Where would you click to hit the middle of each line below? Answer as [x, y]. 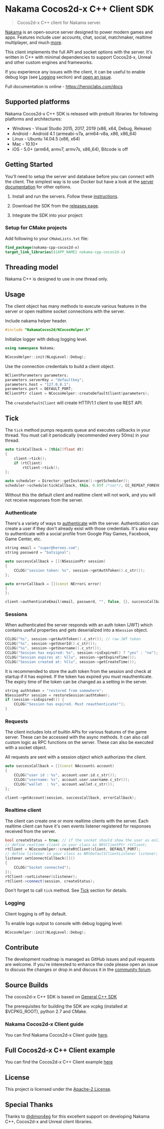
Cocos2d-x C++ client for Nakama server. [59, 23]
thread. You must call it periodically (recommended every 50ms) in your [77, 435]
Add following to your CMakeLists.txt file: [47, 238]
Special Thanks [29, 1105]
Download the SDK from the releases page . [56, 206]
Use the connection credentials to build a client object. [60, 366]
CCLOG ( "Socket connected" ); [42, 867]
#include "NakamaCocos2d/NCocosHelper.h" [48, 330]
